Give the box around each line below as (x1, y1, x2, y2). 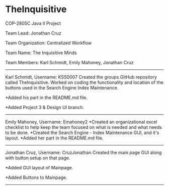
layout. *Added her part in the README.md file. (5, 135, 104, 141)
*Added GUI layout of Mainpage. (5, 164, 73, 170)
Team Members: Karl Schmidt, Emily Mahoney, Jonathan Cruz (5, 59, 134, 65)
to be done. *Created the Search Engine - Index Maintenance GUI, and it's (5, 129, 159, 135)
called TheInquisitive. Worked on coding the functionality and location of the (5, 79, 163, 85)
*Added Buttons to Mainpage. (5, 174, 67, 180)
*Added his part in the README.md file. (5, 94, 88, 101)
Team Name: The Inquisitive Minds (5, 50, 77, 56)
